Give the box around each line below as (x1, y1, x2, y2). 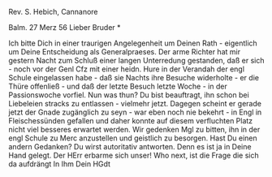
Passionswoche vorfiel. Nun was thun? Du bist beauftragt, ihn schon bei (8, 90, 249, 100)
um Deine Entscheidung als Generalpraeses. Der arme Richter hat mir (8, 47, 241, 56)
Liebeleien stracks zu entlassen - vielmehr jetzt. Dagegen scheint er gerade (8, 99, 262, 108)
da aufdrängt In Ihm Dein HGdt (8, 159, 111, 169)
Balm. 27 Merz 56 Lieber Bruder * (8, 23, 121, 32)
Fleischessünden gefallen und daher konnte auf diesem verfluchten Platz (8, 116, 253, 125)
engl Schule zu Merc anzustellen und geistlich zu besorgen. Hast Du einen (8, 133, 257, 143)
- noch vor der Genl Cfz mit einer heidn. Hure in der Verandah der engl (8, 64, 245, 74)
